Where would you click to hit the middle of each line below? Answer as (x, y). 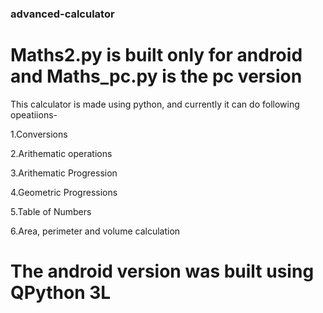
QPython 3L (61, 293)
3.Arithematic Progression (64, 173)
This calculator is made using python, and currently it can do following (155, 104)
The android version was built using (162, 271)
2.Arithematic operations (61, 153)
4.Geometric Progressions (64, 192)
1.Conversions (39, 134)
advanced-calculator (62, 14)
